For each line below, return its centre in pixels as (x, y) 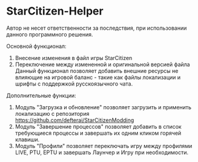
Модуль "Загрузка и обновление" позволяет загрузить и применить (103, 107)
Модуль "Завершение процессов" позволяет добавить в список (98, 126)
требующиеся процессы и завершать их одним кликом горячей (98, 133)
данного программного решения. (50, 34)
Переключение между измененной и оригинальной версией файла (102, 64)
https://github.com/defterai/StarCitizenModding (74, 120)
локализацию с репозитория (52, 113)
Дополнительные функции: (41, 95)
